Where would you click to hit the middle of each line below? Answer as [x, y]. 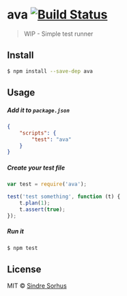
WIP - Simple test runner [58, 34]
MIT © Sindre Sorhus [37, 286]
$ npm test [23, 248]
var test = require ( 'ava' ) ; [47, 184]
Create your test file [36, 168]
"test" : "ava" [52, 139]
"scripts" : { [38, 133]
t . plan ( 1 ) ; [35, 203]
